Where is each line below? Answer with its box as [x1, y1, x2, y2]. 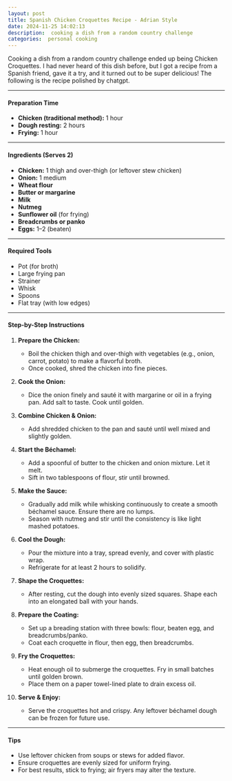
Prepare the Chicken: [17, 336, 80, 344]
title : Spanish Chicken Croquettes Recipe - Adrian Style [8, 17, 178, 23]
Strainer [17, 277, 41, 285]
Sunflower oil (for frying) [17, 210, 89, 218]
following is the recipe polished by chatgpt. [8, 76, 130, 85]
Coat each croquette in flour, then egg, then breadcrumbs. [28, 638, 194, 647]
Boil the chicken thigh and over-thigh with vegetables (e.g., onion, [28, 349, 215, 358]
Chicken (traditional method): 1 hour [17, 114, 123, 122]
